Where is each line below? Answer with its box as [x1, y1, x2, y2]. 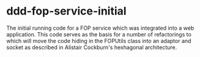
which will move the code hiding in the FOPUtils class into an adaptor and [6, 37, 191, 44]
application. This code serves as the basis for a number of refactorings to [6, 30, 191, 38]
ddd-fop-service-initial [6, 4, 127, 18]
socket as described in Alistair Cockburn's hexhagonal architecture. [6, 44, 177, 51]
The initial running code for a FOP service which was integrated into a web [6, 24, 194, 32]
